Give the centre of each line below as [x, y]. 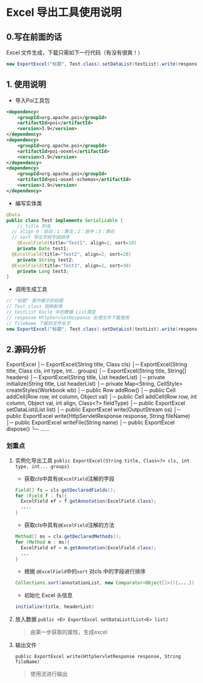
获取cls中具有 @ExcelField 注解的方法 [69, 525]
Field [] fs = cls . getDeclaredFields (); [65, 490]
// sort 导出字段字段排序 [41, 238]
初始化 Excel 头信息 [48, 595]
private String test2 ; [46, 260]
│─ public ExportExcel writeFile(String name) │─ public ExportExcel [90, 422]
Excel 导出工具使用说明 [64, 12]
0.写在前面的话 [34, 37]
